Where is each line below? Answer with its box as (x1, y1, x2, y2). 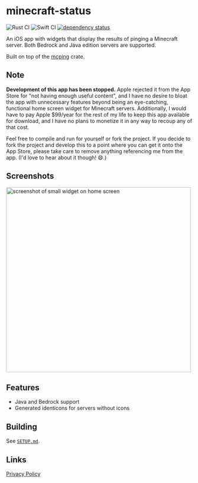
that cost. (6, 123, 30, 131)
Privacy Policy (6, 471, 41, 477)
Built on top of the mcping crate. (6, 53, 85, 60)
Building (6, 421, 37, 432)
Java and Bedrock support (14, 398, 80, 405)
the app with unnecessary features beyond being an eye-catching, (6, 98, 168, 105)
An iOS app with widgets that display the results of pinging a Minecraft (6, 35, 178, 42)
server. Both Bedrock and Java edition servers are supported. (6, 41, 157, 49)
